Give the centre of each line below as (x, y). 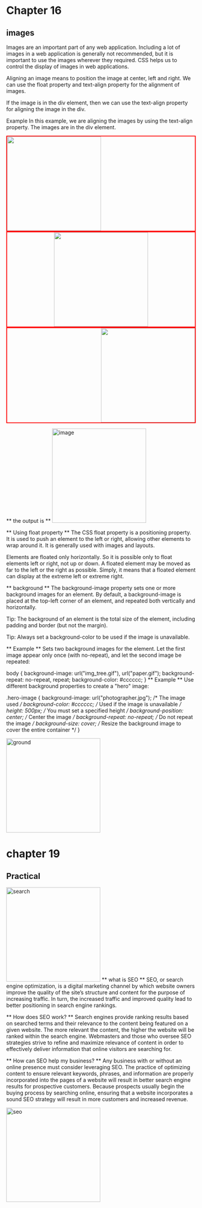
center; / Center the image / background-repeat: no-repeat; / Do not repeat (100, 717)
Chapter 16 (34, 11)
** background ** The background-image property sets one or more (91, 588)
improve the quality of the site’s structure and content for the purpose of (96, 992)
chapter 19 (33, 854)
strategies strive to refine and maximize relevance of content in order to (95, 1043)
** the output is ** (29, 521)
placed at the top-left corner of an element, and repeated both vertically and (101, 601)
